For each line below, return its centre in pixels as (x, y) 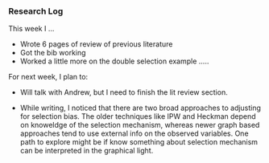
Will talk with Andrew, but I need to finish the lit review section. (124, 92)
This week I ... (31, 29)
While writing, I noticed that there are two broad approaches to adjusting (141, 108)
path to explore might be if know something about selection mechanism (139, 142)
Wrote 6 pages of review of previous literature (96, 44)
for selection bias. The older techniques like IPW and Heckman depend (138, 116)
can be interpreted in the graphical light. (87, 151)
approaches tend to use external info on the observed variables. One (134, 133)
